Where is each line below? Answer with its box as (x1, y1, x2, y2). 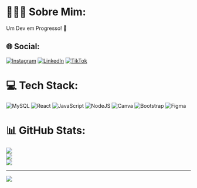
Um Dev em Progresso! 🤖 (6, 25, 67, 32)
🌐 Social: (6, 42, 40, 52)
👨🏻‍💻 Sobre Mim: (6, 5, 86, 19)
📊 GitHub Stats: (6, 124, 86, 137)
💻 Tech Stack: (6, 78, 79, 92)
